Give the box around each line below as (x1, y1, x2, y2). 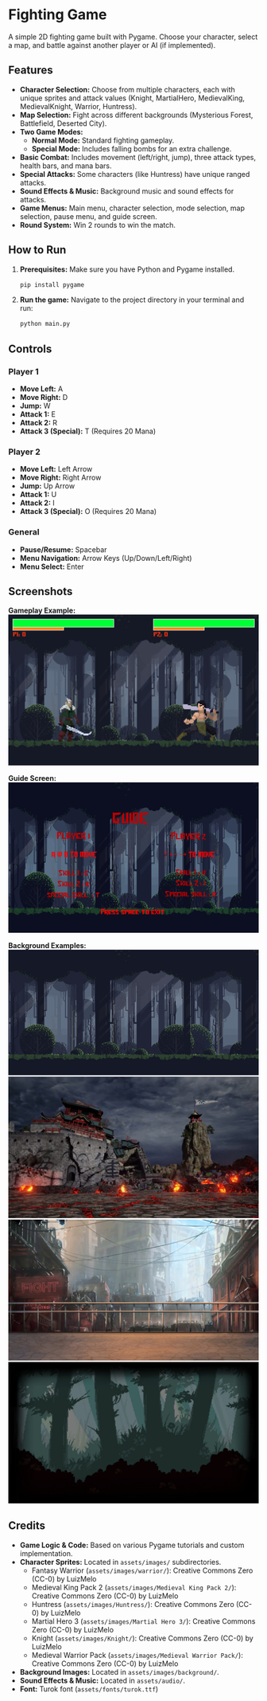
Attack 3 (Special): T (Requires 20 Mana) (19, 426, 157, 436)
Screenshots (8, 584, 73, 598)
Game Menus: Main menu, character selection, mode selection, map (19, 203, 245, 213)
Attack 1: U (19, 490, 57, 500)
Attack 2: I (19, 498, 56, 508)
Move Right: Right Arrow (19, 472, 102, 483)
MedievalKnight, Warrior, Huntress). (19, 101, 137, 111)
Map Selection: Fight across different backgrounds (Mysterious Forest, (19, 110, 253, 120)
